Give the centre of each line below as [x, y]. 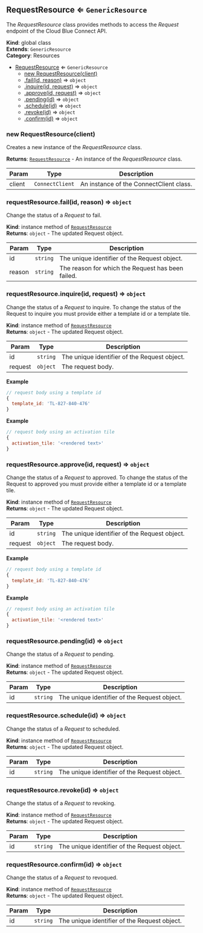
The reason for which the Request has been [121, 268]
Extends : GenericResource [39, 49]
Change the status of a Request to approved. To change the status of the [97, 477]
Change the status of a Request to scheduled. [63, 729]
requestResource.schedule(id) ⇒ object [66, 716]
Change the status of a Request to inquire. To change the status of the [94, 307]
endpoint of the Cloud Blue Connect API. [57, 31]
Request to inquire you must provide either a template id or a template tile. [98, 313]
